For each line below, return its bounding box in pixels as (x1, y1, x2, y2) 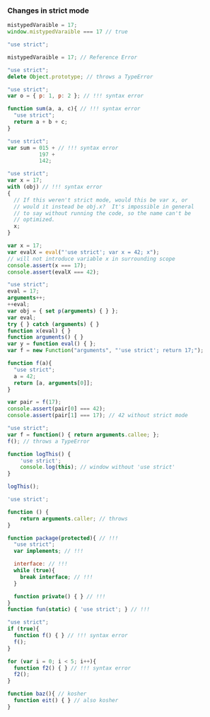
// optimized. (13, 216, 55, 223)
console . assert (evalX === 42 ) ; (7, 268, 100, 276)
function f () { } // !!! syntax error (13, 632, 129, 639)
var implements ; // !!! (13, 547, 83, 555)
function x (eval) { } (7, 327, 71, 334)
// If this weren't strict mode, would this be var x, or (13, 197, 189, 204)
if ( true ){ (7, 625, 40, 633)
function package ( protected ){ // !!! (7, 535, 119, 542)
